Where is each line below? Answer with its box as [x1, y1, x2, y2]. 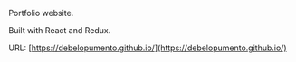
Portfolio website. [8, 8, 74, 18]
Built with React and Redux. [8, 25, 111, 35]
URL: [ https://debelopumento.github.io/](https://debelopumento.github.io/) [8, 42, 287, 53]
